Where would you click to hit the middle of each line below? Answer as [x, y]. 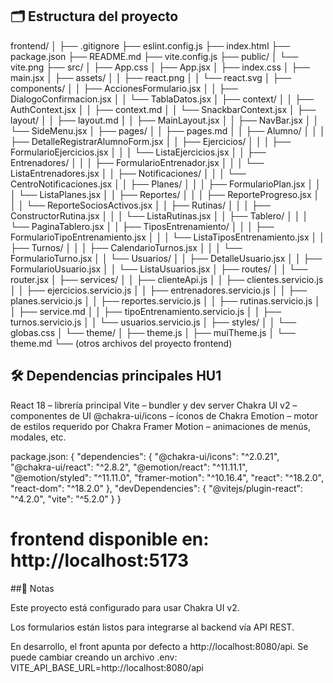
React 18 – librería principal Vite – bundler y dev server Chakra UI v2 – [154, 405]
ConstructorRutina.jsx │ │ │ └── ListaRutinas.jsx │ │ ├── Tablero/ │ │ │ [159, 215]
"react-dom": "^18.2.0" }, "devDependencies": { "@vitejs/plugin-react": [157, 488]
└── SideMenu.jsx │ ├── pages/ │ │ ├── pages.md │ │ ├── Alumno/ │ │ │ [168, 130]
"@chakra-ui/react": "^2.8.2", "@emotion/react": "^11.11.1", [129, 467]
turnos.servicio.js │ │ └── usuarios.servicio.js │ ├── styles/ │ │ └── [153, 322]
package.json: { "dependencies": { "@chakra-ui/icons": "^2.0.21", [145, 456]
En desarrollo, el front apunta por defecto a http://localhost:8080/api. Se [159, 646]
